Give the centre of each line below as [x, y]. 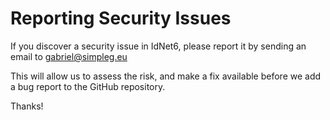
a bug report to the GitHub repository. [88, 86]
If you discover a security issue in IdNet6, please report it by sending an [158, 46]
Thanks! [27, 106]
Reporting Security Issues [121, 18]
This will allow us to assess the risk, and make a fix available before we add [166, 76]
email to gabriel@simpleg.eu [69, 56]
